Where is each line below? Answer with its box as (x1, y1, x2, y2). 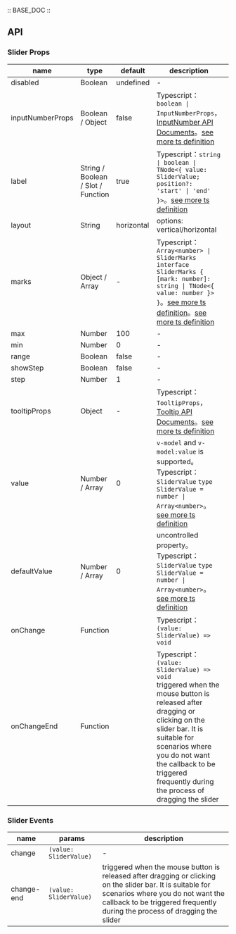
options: (157, 216, 184, 225)
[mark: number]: (157, 275, 211, 282)
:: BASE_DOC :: (7, 6, 51, 14)
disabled (11, 77, 39, 87)
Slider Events (7, 815, 54, 825)
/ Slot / (80, 180, 103, 190)
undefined (115, 77, 150, 87)
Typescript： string (157, 149, 221, 159)
